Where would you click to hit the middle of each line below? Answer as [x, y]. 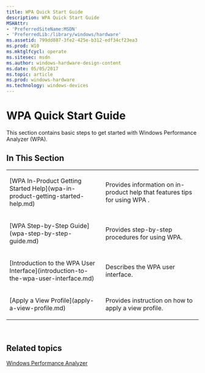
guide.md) [24, 241]
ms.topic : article [30, 74]
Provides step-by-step [139, 229]
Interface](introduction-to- [49, 271]
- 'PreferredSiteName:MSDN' [42, 29]
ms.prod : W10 [23, 46]
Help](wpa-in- [54, 188]
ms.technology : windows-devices [47, 86]
